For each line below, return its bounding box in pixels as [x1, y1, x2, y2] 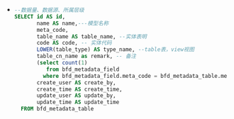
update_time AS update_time [36, 98, 120, 106]
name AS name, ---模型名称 [36, 20, 109, 27]
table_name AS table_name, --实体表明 [36, 33, 147, 40]
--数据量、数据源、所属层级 [13, 6, 84, 13]
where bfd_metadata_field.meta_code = [43, 72, 157, 79]
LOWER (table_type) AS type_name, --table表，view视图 [36, 46, 195, 53]
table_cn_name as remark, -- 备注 [36, 52, 137, 60]
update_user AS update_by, [36, 92, 116, 99]
